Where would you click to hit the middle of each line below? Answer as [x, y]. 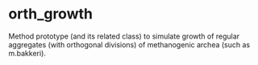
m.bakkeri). [27, 53]
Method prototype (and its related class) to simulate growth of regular [124, 36]
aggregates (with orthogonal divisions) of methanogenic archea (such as [129, 44]
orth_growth [50, 14]
